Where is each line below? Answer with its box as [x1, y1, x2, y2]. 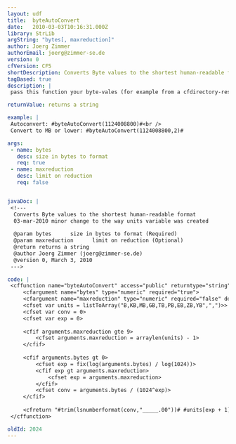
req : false [16, 179, 49, 186]
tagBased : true [7, 75, 52, 83]
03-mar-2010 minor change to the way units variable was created [13, 217, 209, 225]
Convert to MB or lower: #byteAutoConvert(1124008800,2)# [10, 127, 184, 134]
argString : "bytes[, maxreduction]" [7, 37, 114, 44]
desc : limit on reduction [16, 173, 93, 180]
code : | [7, 275, 30, 283]
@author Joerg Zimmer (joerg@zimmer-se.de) [13, 250, 143, 257]
